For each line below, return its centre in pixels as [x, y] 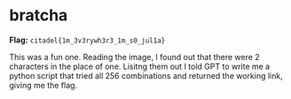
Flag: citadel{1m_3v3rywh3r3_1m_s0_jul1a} [87, 40]
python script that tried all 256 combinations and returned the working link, [146, 75]
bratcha [39, 15]
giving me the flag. [43, 85]
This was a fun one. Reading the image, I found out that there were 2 [134, 57]
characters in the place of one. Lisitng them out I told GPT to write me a [140, 66]
